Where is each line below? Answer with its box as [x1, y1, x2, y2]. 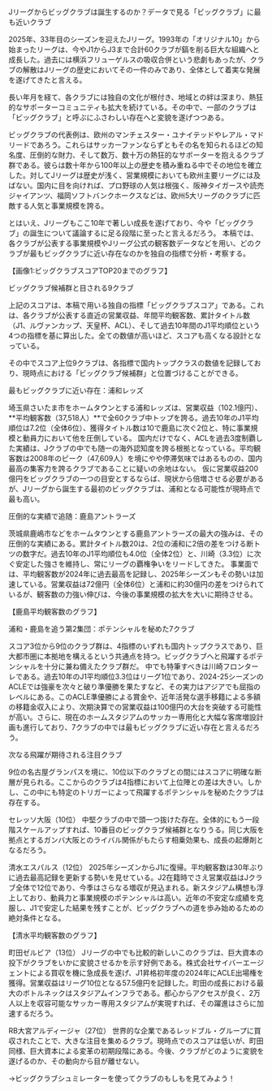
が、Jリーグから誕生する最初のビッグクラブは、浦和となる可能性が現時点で [8, 484, 261, 494]
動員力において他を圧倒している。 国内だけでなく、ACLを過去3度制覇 [22, 433, 257, 442]
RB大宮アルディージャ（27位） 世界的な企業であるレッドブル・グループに [8, 1026, 254, 1035]
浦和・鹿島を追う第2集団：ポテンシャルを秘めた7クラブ [8, 624, 195, 633]
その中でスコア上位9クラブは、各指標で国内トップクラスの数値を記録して [8, 358, 254, 368]
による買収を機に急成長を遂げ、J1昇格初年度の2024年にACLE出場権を [29, 968, 264, 977]
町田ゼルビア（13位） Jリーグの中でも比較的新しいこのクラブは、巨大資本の [8, 948, 264, 957]
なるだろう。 [8, 845, 51, 855]
